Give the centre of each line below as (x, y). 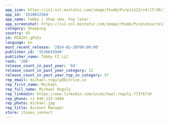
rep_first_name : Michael (31, 84)
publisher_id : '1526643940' (35, 52)
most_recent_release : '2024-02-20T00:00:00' (53, 47)
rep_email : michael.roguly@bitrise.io (46, 80)
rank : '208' (18, 61)
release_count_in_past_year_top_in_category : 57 (57, 75)
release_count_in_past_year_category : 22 (49, 71)
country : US (18, 33)
